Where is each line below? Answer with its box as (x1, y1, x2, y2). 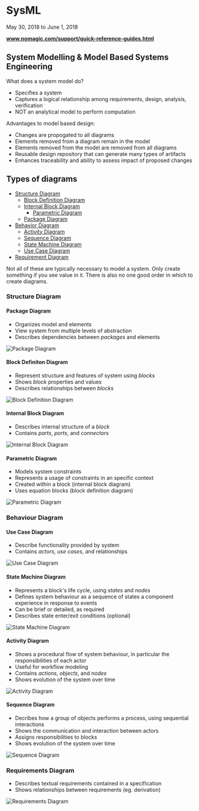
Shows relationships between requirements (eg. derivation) (14, 786, 161, 794)
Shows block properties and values (14, 378, 102, 385)
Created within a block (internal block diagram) (14, 481, 131, 488)
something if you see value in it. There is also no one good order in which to (6, 271, 193, 279)
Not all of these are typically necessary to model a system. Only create (6, 265, 180, 272)
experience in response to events (14, 599, 97, 607)
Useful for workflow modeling (14, 663, 88, 670)
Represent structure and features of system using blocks (14, 372, 155, 379)
